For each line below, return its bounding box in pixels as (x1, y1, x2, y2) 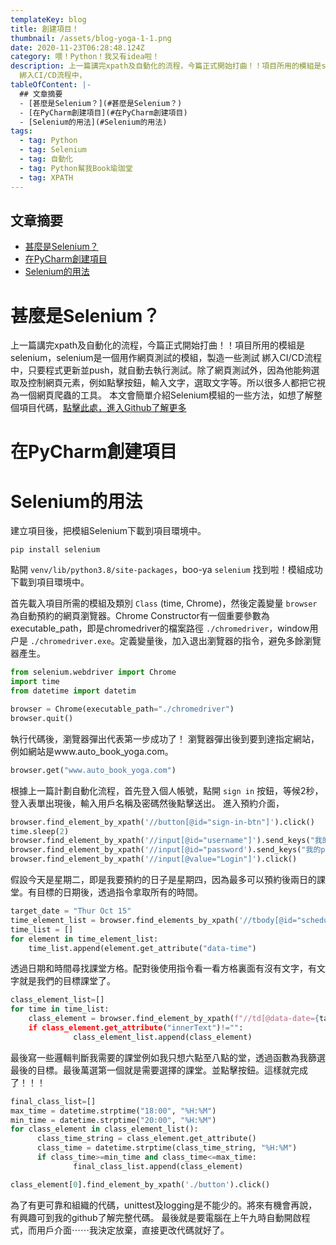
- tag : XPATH (19, 172, 74, 183)
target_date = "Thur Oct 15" (10, 906, 132, 916)
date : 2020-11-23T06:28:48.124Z (10, 42, 145, 53)
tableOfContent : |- (10, 80, 92, 90)
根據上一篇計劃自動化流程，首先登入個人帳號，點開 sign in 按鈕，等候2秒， (10, 784, 324, 796)
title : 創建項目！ (10, 24, 80, 34)
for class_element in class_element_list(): (10, 1124, 199, 1135)
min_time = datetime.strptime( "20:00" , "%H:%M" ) (10, 1115, 217, 1125)
